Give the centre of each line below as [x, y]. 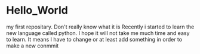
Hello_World [37, 10]
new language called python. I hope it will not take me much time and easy [98, 33]
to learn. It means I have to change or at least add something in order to [94, 39]
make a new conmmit [33, 46]
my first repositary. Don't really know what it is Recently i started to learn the [100, 27]
